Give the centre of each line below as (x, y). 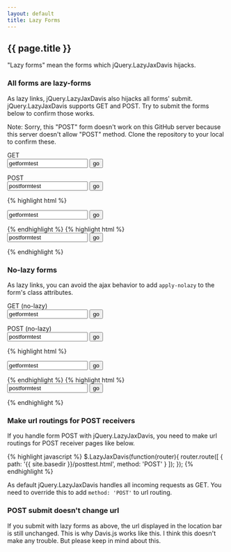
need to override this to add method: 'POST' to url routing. (90, 493)
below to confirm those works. (51, 113)
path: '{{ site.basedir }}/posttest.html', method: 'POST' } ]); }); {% (100, 464)
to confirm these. (32, 141)
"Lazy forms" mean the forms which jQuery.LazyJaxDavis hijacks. (102, 65)
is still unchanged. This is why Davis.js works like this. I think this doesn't (112, 533)
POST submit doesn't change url (63, 511)
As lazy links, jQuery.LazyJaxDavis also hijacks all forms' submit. (100, 98)
